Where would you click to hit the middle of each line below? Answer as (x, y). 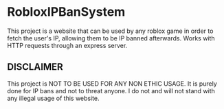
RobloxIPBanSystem (66, 12)
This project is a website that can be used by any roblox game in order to (110, 31)
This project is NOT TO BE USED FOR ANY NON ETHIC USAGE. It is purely (112, 84)
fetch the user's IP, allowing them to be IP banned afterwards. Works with (111, 38)
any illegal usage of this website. (53, 98)
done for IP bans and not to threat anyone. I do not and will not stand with (111, 90)
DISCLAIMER (35, 67)
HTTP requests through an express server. (67, 45)
